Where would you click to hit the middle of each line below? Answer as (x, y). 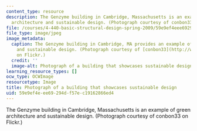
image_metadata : (26, 39)
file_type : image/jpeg (34, 33)
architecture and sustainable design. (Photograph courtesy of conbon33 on (97, 116)
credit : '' (25, 60)
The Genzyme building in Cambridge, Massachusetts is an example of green (98, 109)
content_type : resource (35, 11)
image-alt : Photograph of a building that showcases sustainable (93, 66)
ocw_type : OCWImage (30, 77)
